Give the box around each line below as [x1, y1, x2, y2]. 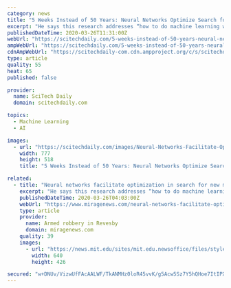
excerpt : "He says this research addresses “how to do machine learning [7, 23, 220, 30]
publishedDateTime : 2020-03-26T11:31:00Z [7, 29, 128, 37]
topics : [7, 112, 30, 119]
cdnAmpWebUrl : [7, 49, 48, 56]
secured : [7, 271, 32, 278]
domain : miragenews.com [25, 227, 94, 234]
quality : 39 [19, 233, 54, 240]
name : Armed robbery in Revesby [25, 220, 118, 227]
